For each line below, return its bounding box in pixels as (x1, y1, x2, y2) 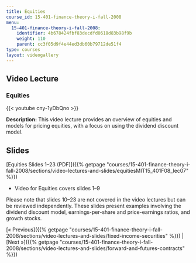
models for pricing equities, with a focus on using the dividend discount (6, 122, 179, 129)
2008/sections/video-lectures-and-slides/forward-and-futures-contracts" (6, 245, 185, 252)
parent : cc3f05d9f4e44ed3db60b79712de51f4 (16, 42, 122, 47)
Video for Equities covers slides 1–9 (14, 185, 101, 192)
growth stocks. (6, 215, 42, 222)
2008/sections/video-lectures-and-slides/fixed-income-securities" (6, 233, 168, 240)
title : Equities (6, 8, 46, 15)
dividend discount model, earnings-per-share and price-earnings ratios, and (6, 209, 190, 216)
